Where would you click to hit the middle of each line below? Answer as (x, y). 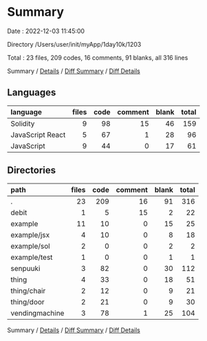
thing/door (28, 302)
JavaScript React (38, 135)
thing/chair (28, 291)
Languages (32, 92)
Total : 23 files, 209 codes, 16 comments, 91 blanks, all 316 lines (98, 57)
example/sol (30, 246)
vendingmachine (37, 313)
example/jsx (30, 234)
